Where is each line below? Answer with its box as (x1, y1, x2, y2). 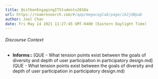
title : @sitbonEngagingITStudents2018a (5, 7, 89, 12)
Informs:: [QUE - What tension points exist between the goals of (12, 52, 146, 58)
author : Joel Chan (5, 16, 44, 21)
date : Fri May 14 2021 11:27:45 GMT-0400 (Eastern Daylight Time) (5, 21, 147, 26)
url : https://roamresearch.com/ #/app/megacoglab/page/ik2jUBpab (5, 12, 142, 17)
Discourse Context (5, 36, 44, 42)
